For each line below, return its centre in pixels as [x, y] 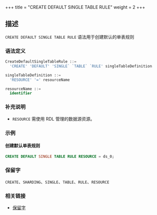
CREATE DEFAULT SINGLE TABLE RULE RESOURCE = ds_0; [60, 156]
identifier [21, 93]
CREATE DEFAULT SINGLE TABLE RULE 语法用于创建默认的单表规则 [70, 37]
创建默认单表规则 [23, 145]
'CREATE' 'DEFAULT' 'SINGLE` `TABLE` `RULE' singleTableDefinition [81, 66]
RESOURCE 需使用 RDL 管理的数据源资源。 [53, 119]
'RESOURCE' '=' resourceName [40, 80]
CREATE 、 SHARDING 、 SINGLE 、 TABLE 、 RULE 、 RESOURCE [57, 182]
